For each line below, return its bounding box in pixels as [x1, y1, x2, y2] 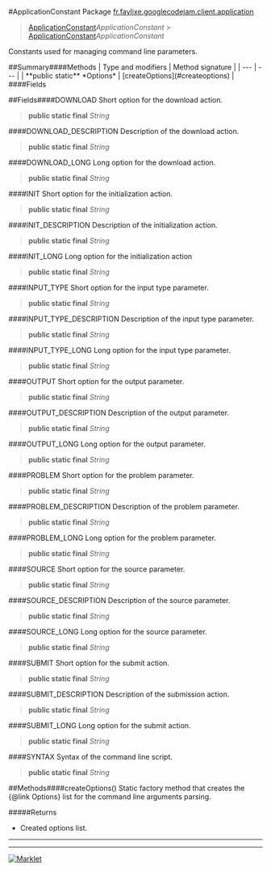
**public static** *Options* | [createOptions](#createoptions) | [25, 71, 235, 80]
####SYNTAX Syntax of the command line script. [8, 752, 173, 761]
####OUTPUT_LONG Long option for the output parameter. [8, 439, 206, 449]
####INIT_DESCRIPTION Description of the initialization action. [8, 220, 218, 229]
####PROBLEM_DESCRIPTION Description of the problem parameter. [8, 502, 240, 511]
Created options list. [19, 823, 88, 832]
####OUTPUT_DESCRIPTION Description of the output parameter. [8, 408, 230, 417]
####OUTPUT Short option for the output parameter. [8, 377, 185, 386]
